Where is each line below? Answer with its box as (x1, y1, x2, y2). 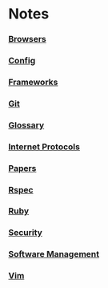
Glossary (8, 120, 45, 131)
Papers (8, 162, 37, 173)
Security (8, 227, 42, 238)
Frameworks (8, 76, 58, 87)
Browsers (8, 34, 46, 45)
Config (8, 55, 36, 67)
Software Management (8, 249, 100, 260)
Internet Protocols (8, 141, 80, 152)
